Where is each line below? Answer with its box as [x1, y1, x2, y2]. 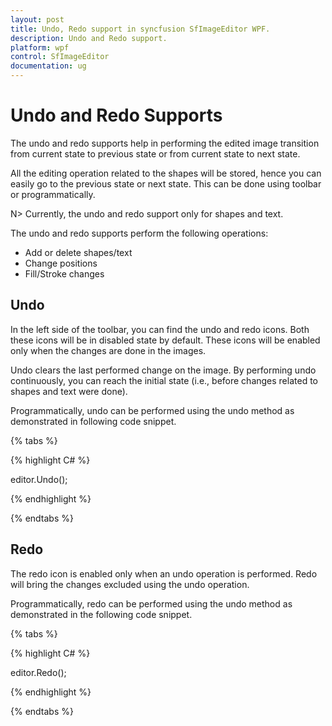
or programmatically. [10, 188, 96, 200]
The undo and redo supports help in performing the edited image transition [10, 137, 320, 149]
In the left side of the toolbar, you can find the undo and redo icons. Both [10, 323, 310, 335]
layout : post [10, 14, 65, 25]
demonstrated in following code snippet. [10, 415, 177, 427]
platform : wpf [10, 42, 70, 53]
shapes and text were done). [10, 385, 128, 397]
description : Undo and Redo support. [10, 33, 168, 43]
